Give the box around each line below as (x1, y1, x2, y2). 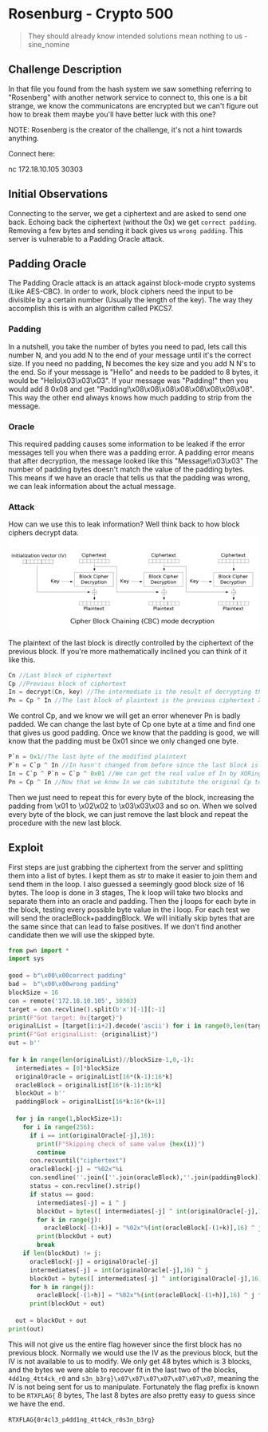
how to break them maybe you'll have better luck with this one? (8, 109, 217, 119)
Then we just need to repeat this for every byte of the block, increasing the (8, 792, 254, 802)
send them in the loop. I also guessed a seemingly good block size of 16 (8, 879, 245, 889)
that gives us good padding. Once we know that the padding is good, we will (8, 728, 260, 738)
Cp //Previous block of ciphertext (8, 680, 127, 688)
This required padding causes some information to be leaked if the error (8, 439, 246, 448)
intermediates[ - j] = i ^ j (37, 1198, 127, 1207)
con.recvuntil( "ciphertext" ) (29, 1157, 127, 1165)
